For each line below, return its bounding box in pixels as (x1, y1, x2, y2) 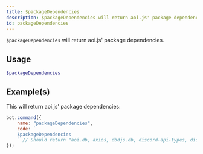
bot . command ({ (6, 114, 42, 121)
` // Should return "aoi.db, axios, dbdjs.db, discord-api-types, (17, 137, 188, 143)
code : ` (17, 126, 36, 132)
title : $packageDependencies (6, 8, 80, 15)
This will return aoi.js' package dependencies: (6, 103, 121, 110)
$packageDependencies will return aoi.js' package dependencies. (6, 37, 164, 44)
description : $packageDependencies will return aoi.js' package (6, 14, 172, 21)
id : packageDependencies (6, 20, 69, 26)
